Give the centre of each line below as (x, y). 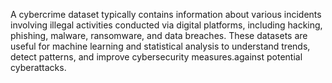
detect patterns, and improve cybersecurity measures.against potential (156, 57)
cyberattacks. (38, 67)
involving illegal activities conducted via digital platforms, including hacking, (166, 25)
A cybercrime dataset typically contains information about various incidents (166, 14)
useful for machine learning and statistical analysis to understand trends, (160, 46)
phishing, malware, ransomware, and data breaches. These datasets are (159, 35)
